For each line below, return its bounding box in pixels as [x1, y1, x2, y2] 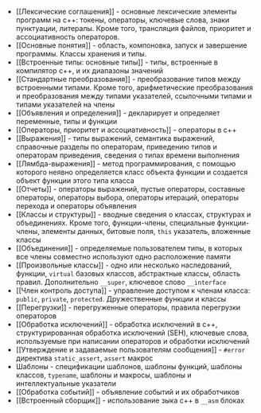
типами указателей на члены [15, 99, 115, 109]
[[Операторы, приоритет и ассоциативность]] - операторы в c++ [15, 125, 237, 134]
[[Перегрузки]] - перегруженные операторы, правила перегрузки [15, 302, 241, 312]
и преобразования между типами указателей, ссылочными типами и [15, 92, 252, 100]
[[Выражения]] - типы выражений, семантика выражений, [15, 134, 215, 142]
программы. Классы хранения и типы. [15, 49, 147, 58]
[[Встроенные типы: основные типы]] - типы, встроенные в [15, 57, 219, 67]
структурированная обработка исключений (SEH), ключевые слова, [15, 328, 249, 337]
